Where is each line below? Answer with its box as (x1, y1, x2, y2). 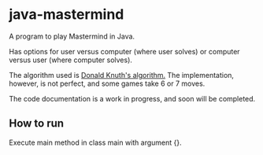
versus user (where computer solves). (9, 55, 133, 65)
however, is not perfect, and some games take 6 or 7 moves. (9, 79, 206, 88)
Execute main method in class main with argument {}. (9, 138, 182, 147)
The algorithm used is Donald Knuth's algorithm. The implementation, (9, 70, 235, 79)
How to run (9, 116, 65, 131)
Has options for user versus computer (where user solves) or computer (9, 46, 240, 56)
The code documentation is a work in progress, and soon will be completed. (9, 94, 256, 103)
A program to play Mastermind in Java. (9, 31, 135, 41)
